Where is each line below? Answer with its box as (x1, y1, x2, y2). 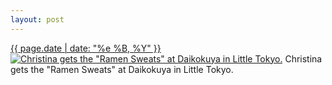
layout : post (10, 14, 65, 25)
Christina (284, 52, 323, 65)
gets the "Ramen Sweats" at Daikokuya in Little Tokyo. (10, 63, 234, 75)
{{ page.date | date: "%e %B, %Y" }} (10, 42, 162, 54)
